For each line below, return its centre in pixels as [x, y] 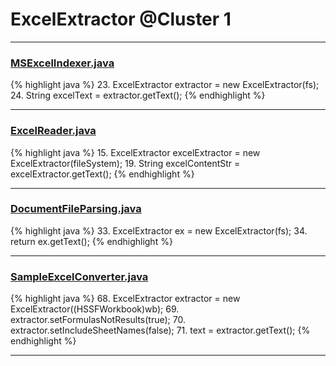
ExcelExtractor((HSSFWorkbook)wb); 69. [95, 309]
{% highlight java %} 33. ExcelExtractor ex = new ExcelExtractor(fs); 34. [159, 230]
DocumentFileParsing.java [76, 209]
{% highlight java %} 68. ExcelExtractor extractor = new [125, 299]
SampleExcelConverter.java [79, 276]
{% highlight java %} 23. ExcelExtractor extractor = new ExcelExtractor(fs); [165, 85]
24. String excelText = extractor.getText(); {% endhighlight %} [138, 95]
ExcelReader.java [53, 131]
